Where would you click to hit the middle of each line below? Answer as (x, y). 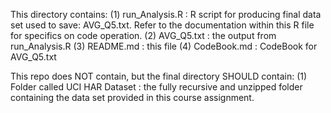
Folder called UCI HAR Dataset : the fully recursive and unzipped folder (156, 87)
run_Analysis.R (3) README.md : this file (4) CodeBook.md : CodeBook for (164, 46)
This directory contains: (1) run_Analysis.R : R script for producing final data (166, 14)
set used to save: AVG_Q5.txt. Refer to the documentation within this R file (162, 25)
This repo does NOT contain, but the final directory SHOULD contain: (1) (159, 76)
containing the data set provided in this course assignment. (132, 97)
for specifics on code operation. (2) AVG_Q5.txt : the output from (143, 35)
